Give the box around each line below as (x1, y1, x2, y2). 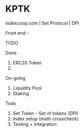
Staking (12, 90, 29, 96)
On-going (5, 75, 26, 81)
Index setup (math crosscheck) (12, 116, 79, 122)
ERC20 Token (12, 59, 42, 65)
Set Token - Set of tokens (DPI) (12, 110, 79, 116)
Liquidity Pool (12, 85, 42, 91)
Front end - (5, 30, 29, 36)
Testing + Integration (12, 121, 57, 127)
